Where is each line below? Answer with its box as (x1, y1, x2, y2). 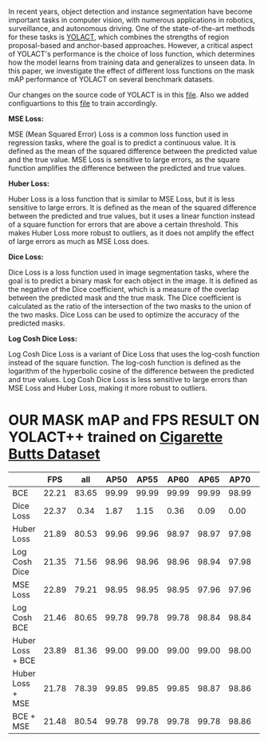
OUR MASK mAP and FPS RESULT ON (8, 411, 260, 429)
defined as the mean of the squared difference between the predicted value (8, 147, 258, 156)
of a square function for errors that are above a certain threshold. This (8, 219, 239, 229)
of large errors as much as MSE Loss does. (8, 237, 150, 246)
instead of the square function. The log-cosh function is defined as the (8, 358, 241, 367)
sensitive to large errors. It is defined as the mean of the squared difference (8, 203, 257, 212)
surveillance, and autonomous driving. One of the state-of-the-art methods (8, 24, 255, 33)
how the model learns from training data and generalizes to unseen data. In (8, 57, 255, 67)
